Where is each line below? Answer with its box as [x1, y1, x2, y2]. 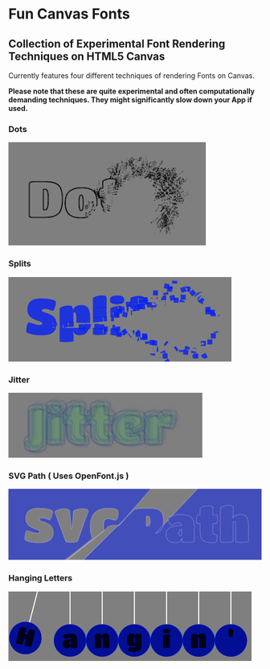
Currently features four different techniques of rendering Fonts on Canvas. [8, 71, 255, 81]
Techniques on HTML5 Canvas [8, 49, 166, 63]
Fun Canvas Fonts [8, 5, 130, 23]
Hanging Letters [8, 572, 73, 584]
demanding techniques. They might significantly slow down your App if [8, 95, 253, 105]
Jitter [8, 374, 31, 385]
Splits [8, 258, 31, 270]
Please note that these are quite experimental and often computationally [8, 86, 256, 96]
